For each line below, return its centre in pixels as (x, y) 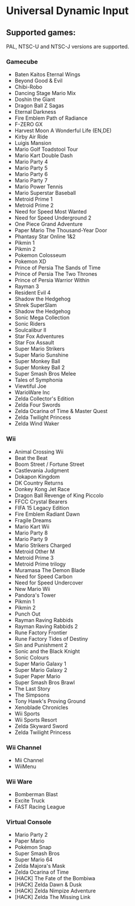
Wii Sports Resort (36, 719)
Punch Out (28, 614)
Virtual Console (29, 822)
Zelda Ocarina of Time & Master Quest (61, 411)
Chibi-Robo (28, 87)
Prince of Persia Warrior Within (52, 280)
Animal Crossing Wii (39, 452)
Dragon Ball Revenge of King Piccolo (59, 495)
